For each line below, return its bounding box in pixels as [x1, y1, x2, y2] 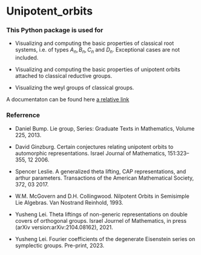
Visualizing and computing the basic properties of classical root [15, 39, 174, 47]
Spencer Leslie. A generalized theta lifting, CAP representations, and [15, 168, 186, 175]
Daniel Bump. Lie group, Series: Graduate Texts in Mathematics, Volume [15, 124, 195, 132]
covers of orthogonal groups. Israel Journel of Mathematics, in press [15, 217, 186, 224]
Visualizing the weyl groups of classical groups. [15, 84, 134, 92]
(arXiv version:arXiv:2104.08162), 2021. [15, 223, 113, 231]
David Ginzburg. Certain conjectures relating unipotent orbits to [15, 143, 174, 150]
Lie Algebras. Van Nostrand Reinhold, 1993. [15, 199, 124, 206]
